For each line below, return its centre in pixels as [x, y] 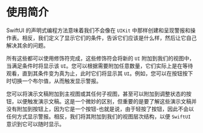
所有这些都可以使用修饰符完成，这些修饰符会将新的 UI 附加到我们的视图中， [101, 58]
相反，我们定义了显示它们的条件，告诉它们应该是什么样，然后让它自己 [109, 37]
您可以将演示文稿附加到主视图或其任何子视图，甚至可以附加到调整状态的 [96, 94]
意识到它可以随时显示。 [35, 124]
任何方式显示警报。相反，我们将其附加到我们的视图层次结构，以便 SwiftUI [99, 116]
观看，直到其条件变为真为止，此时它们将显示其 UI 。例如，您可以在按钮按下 [100, 73]
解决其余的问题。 [27, 45]
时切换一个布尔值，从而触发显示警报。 [54, 81]
